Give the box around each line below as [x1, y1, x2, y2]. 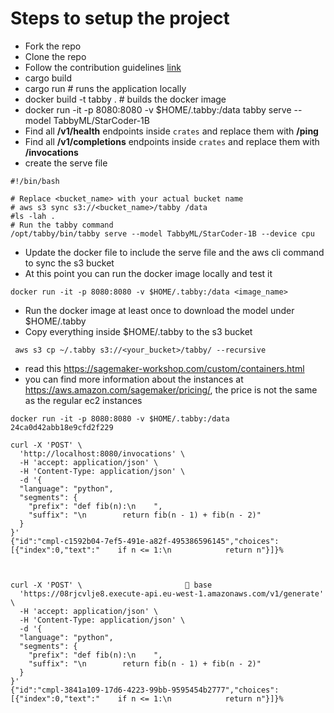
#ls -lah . [10, 211, 56, 221]
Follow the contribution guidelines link [24, 61, 182, 73]
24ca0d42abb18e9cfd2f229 [10, 422, 114, 432]
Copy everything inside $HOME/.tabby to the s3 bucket [24, 325, 253, 337]
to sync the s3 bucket [24, 257, 115, 269]
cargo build [24, 72, 72, 84]
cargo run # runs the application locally [24, 82, 187, 94]
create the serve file [24, 157, 108, 169]
